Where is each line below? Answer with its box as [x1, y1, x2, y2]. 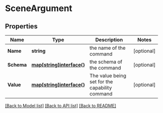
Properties [5, 22, 38, 30]
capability [89, 85, 112, 91]
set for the [89, 78, 113, 85]
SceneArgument [5, 3, 73, 14]
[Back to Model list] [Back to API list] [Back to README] [5, 103, 116, 109]
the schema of [89, 58, 123, 65]
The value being [89, 72, 127, 79]
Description [95, 37, 123, 43]
